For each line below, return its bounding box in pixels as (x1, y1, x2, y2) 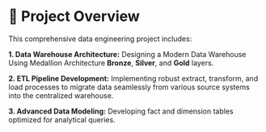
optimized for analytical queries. (8, 114, 116, 124)
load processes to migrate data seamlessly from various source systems (8, 82, 251, 92)
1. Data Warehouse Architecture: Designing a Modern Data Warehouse (8, 49, 247, 59)
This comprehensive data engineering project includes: (8, 34, 192, 43)
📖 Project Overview (8, 7, 140, 26)
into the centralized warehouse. (8, 90, 114, 100)
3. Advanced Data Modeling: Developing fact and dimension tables (8, 106, 234, 116)
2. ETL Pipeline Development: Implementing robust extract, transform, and (8, 73, 259, 83)
